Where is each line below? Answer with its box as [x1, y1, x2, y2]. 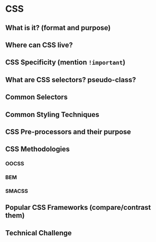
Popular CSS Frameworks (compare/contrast [5, 203, 151, 212]
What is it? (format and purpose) [5, 23, 111, 32]
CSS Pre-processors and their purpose [5, 127, 132, 136]
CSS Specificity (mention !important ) [5, 58, 126, 67]
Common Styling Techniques [5, 110, 99, 119]
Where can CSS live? [5, 40, 73, 49]
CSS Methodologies [5, 145, 70, 154]
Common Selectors [5, 93, 68, 102]
